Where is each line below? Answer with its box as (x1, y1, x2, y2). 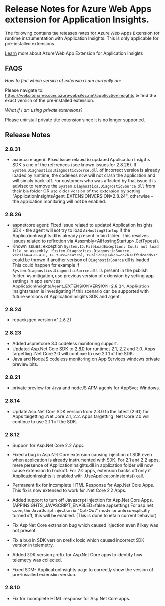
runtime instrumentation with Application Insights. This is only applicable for (5, 35, 159, 41)
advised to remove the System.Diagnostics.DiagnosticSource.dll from (12, 183, 156, 189)
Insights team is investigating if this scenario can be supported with (12, 288, 149, 294)
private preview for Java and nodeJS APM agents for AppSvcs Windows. (12, 385, 160, 391)
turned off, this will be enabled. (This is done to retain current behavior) (12, 513, 157, 519)
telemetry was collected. (12, 557, 62, 563)
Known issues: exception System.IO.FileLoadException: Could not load (12, 243, 159, 249)
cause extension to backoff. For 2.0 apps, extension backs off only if (12, 468, 151, 474)
